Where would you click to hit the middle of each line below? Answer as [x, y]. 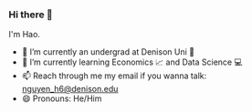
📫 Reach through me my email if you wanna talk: [114, 76]
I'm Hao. [24, 35]
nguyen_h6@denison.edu [70, 89]
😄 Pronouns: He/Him [62, 98]
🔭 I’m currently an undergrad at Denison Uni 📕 [108, 52]
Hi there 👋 [31, 15]
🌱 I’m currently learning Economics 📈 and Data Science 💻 [132, 62]
